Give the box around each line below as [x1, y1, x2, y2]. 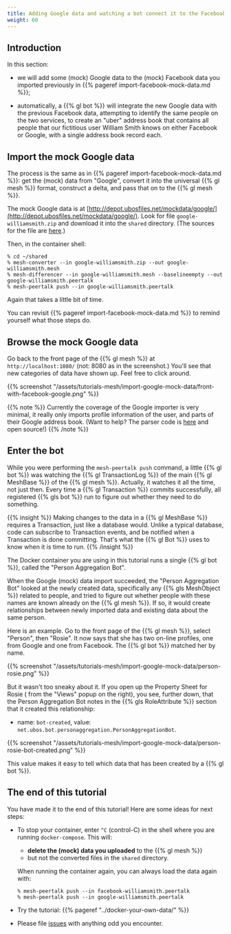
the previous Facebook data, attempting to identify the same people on [16, 109, 219, 117]
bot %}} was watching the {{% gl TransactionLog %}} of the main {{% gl [7, 470, 212, 479]
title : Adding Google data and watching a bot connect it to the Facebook [7, 10, 226, 17]
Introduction [7, 42, 62, 54]
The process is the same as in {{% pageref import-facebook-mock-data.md [7, 170, 222, 178]
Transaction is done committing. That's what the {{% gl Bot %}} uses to [7, 535, 210, 543]
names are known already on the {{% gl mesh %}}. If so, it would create [7, 598, 211, 607]
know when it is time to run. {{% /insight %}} [7, 542, 134, 551]
